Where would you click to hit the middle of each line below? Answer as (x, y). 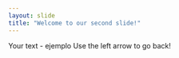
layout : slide (32, 15)
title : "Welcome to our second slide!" (75, 23)
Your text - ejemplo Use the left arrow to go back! (90, 45)
